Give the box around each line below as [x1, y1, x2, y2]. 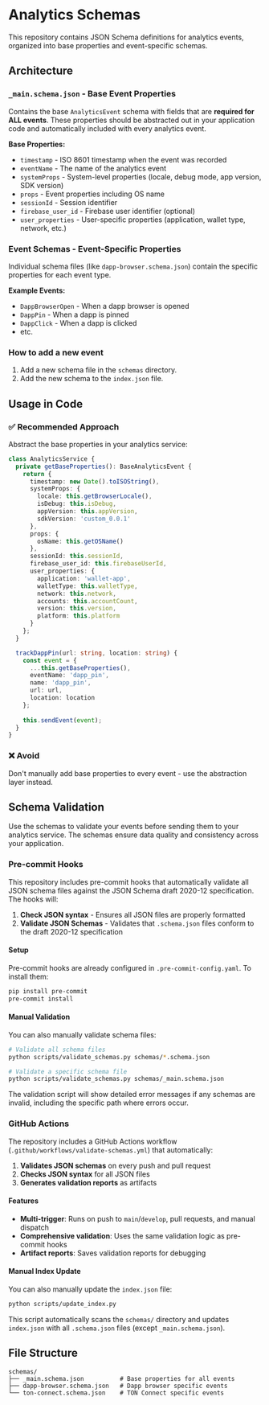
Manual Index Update [8, 1267, 82, 1276]
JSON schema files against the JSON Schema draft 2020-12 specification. [8, 885, 255, 895]
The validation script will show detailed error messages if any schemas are [8, 1090, 255, 1099]
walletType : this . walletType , [37, 581, 138, 590]
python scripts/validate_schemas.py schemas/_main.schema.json [8, 1075, 225, 1083]
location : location [29, 694, 95, 702]
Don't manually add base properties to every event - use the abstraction [8, 768, 247, 778]
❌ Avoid [8, 750, 40, 762]
